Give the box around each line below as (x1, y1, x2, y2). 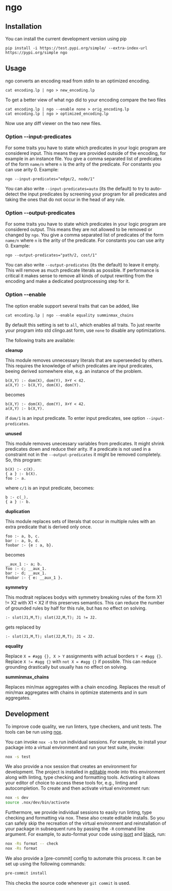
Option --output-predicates (5, 209, 75, 217)
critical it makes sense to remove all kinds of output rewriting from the (5, 273, 153, 279)
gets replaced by (5, 624, 41, 630)
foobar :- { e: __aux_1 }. (5, 575, 63, 580)
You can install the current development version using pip (5, 35, 127, 42)
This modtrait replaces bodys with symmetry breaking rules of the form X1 (5, 594, 162, 600)
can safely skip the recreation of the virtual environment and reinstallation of (5, 820, 166, 827)
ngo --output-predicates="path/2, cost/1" (5, 253, 97, 258)
